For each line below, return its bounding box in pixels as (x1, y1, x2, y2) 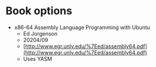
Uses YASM (23, 55, 52, 62)
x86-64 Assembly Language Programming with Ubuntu (14, 24, 150, 31)
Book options (5, 4, 73, 18)
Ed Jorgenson (23, 30, 58, 37)
